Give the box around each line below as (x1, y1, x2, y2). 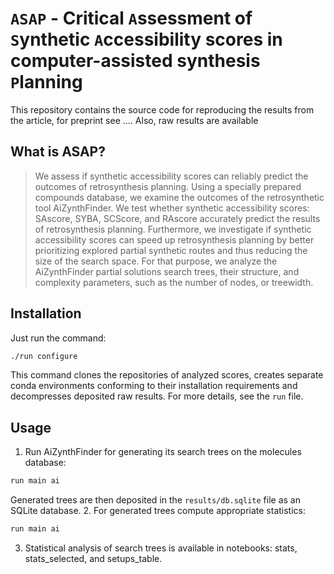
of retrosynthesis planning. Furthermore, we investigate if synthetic (34, 223, 312, 235)
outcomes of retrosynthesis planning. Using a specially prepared (34, 180, 302, 192)
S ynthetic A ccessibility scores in (10, 28, 283, 51)
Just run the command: (10, 332, 107, 344)
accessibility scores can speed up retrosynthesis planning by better (34, 233, 315, 246)
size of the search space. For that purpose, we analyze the (34, 255, 278, 267)
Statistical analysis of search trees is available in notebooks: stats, (24, 542, 298, 554)
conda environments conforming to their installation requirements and (10, 380, 298, 392)
